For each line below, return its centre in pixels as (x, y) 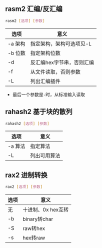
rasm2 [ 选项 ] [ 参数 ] (25, 21)
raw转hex (34, 228)
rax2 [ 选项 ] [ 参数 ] (24, 187)
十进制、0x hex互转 (46, 210)
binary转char (38, 219)
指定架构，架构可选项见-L (61, 43)
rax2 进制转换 (26, 175)
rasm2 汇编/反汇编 (34, 9)
